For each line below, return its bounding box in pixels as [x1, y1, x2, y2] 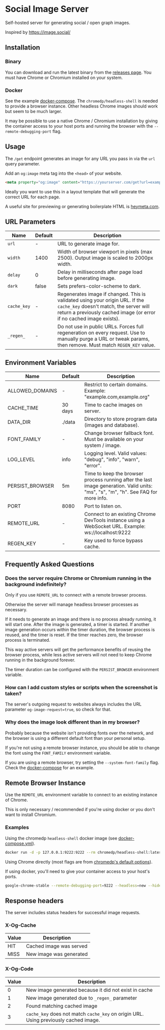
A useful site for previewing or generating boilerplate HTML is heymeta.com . [5, 203, 160, 209]
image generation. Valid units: [84, 483, 153, 489]
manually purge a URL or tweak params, [57, 335, 150, 342]
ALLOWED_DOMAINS [7, 387, 57, 394]
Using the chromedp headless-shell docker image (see [5, 835, 118, 841]
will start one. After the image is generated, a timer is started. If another [5, 621, 150, 627]
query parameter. [5, 161, 40, 166]
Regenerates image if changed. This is [57, 291, 146, 298]
